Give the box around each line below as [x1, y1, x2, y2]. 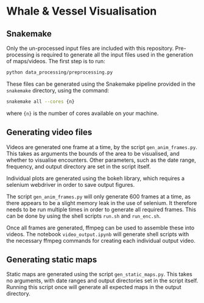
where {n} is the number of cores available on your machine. [6, 110, 159, 117]
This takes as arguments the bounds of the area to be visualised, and [6, 150, 180, 157]
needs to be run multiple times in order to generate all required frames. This [6, 206, 197, 213]
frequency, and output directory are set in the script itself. [6, 162, 151, 170]
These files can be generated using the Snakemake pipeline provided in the [6, 80, 196, 88]
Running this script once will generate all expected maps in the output [6, 284, 181, 291]
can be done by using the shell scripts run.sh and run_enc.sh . [6, 212, 161, 220]
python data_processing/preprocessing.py [6, 69, 113, 75]
